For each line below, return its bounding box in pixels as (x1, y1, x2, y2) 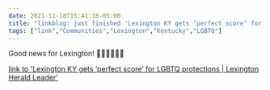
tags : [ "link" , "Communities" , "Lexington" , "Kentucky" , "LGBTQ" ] (8, 27, 222, 35)
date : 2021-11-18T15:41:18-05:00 (8, 11, 121, 20)
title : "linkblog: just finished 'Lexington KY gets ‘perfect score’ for (8, 19, 263, 27)
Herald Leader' (8, 73, 58, 83)
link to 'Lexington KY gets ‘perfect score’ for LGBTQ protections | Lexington (8, 64, 259, 74)
